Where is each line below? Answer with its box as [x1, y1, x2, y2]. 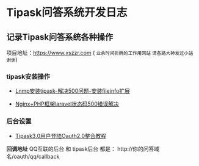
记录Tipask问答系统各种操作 [6, 32, 114, 42]
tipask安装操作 [6, 72, 51, 81]
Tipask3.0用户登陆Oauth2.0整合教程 [15, 132, 107, 139]
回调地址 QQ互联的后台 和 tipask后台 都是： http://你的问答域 [6, 145, 160, 153]
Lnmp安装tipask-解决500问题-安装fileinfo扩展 [15, 87, 130, 95]
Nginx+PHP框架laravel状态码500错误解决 [15, 100, 119, 107]
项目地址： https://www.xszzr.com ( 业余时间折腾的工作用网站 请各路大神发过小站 [6, 49, 194, 56]
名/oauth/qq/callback [6, 153, 60, 160]
